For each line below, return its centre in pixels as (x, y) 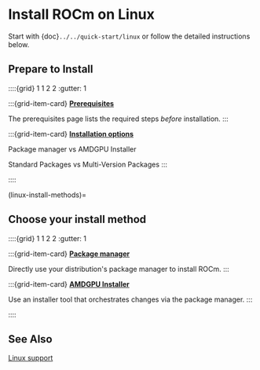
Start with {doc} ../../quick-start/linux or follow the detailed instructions (129, 36)
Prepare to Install (51, 70)
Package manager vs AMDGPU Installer (72, 149)
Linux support (31, 358)
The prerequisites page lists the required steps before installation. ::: (119, 119)
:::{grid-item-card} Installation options (71, 134)
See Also (30, 339)
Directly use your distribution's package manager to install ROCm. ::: (119, 269)
